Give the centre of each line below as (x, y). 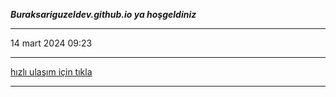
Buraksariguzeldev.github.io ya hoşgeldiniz (103, 14)
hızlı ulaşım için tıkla (51, 72)
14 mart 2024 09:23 (51, 43)
